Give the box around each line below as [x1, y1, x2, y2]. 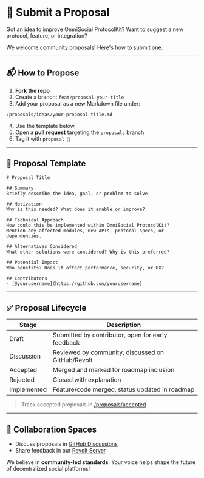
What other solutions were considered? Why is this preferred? [6, 249, 170, 255]
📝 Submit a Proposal [6, 5, 110, 19]
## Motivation [6, 201, 42, 207]
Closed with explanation [52, 375, 121, 384]
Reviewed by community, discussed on [52, 348, 165, 357]
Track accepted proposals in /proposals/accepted [21, 401, 146, 408]
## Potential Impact [6, 259, 59, 266]
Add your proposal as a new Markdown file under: [15, 99, 141, 107]
